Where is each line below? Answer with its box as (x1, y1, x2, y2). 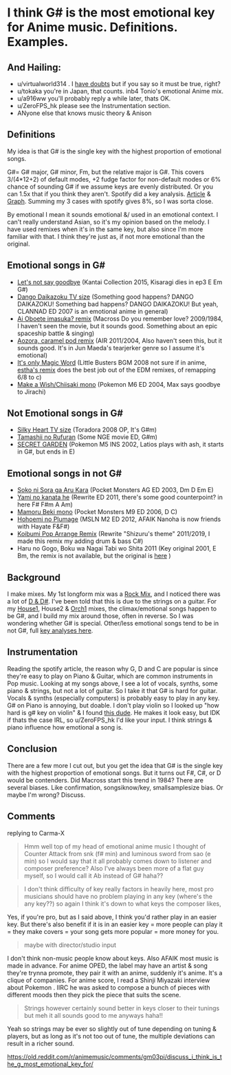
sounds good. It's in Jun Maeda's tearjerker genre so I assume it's (16, 343, 205, 352)
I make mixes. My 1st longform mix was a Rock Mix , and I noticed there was (7, 590, 221, 598)
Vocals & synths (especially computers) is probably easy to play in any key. (7, 694, 220, 702)
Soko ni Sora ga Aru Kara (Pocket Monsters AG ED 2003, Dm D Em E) (16, 486, 214, 494)
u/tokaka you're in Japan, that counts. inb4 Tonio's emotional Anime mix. (16, 87, 223, 95)
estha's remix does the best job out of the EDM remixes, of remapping (16, 365, 217, 374)
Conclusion (7, 743, 58, 755)
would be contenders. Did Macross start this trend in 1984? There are (7, 776, 204, 784)
